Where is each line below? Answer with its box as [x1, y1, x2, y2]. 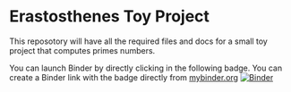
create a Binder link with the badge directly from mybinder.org [9, 71, 239, 82]
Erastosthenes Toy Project [9, 6, 210, 27]
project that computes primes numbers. [9, 45, 156, 55]
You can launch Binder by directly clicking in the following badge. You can [9, 63, 283, 73]
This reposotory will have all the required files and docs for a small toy [9, 36, 269, 46]
